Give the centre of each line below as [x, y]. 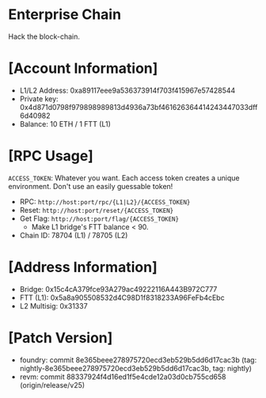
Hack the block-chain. [44, 36]
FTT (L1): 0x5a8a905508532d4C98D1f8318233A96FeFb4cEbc [122, 298]
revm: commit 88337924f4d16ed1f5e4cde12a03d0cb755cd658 [123, 377]
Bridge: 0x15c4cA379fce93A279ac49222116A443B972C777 [118, 289]
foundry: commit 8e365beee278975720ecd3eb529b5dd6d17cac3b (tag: [138, 360]
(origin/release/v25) [52, 385]
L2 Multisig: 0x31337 [54, 305]
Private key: [39, 99]
